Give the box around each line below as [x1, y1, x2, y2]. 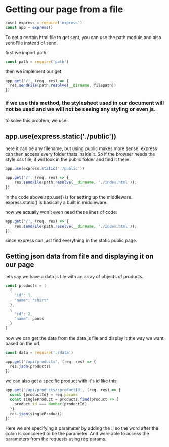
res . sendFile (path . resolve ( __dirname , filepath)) [10, 83, 116, 88]
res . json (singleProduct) [10, 411, 62, 416]
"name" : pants [14, 316, 44, 321]
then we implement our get [5, 68, 62, 74]
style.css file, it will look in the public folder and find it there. [5, 156, 131, 163]
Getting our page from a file [5, 4, 123, 15]
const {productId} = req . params [10, 392, 78, 397]
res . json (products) [10, 364, 51, 369]
